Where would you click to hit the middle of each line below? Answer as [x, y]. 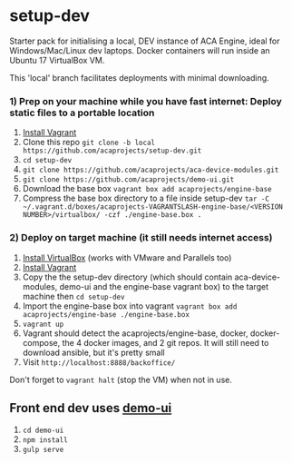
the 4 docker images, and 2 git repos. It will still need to [165, 342]
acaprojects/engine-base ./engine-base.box [106, 314]
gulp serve [43, 450]
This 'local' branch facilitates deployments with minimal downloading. [139, 77]
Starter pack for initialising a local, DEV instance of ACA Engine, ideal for [145, 41]
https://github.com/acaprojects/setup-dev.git [112, 151]
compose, [41, 342]
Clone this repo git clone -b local [89, 143]
